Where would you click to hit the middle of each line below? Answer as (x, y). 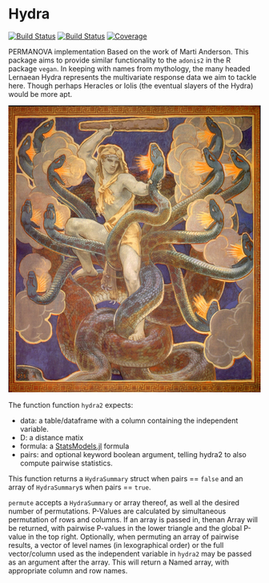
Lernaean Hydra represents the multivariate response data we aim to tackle (132, 77)
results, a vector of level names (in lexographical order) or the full (116, 545)
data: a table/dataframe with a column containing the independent (129, 420)
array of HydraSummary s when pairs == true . (80, 487)
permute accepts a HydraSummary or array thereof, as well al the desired (124, 503)
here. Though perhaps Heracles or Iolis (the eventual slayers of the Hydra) (131, 86)
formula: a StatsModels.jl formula (74, 446)
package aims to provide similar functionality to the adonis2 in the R (120, 60)
